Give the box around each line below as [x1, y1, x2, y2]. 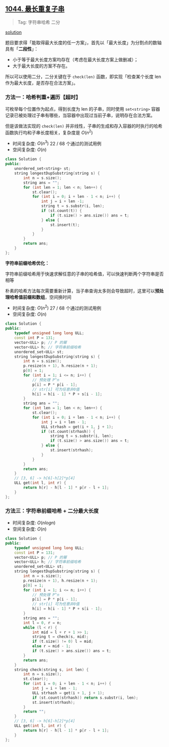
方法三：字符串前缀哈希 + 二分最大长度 [5, 507, 99, 514]
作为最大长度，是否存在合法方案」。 [5, 80, 78, 86]
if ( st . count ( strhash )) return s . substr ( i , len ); [32, 695, 138, 700]
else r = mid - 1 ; [32, 644, 71, 649]
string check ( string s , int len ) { [14, 667, 89, 672]
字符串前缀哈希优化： [5, 260, 49, 266]
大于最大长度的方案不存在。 [12, 62, 70, 69]
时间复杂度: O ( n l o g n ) [12, 520, 56, 526]
